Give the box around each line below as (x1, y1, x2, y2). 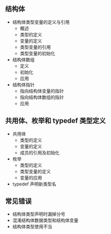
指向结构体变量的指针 (19, 88, 64, 94)
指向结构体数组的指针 (19, 94, 64, 100)
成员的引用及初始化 (19, 149, 60, 155)
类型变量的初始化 (19, 50, 55, 56)
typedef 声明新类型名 (12, 181, 56, 187)
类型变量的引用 (19, 44, 51, 50)
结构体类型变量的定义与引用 (12, 19, 70, 25)
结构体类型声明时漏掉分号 (12, 211, 65, 217)
